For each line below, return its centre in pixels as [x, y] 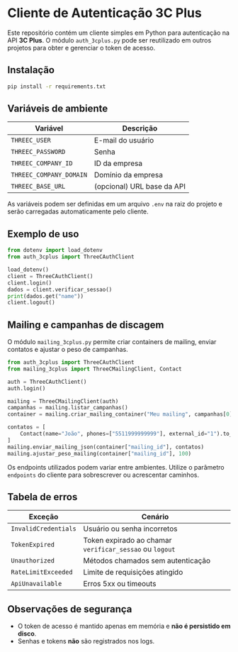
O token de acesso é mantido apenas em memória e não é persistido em [124, 626]
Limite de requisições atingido [133, 573]
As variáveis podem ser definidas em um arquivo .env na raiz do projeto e [115, 204]
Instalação [31, 70]
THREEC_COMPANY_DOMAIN [49, 175]
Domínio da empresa [128, 175]
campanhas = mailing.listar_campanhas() [68, 408]
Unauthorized [33, 561]
